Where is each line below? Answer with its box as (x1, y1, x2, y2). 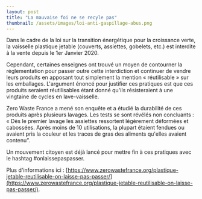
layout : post (6, 8, 39, 15)
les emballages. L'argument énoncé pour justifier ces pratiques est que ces (6, 80, 194, 87)
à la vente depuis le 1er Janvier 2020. (6, 49, 99, 57)
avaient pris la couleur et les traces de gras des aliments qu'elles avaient (6, 130, 187, 137)
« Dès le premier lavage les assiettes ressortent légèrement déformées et (6, 118, 189, 125)
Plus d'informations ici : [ (6, 166, 68, 174)
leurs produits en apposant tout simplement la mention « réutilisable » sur (6, 74, 189, 81)
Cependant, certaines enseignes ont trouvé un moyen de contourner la (6, 61, 183, 68)
